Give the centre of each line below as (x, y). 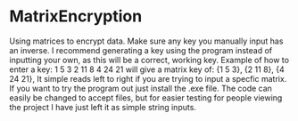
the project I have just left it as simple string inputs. (103, 107)
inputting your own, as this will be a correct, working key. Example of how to (149, 60)
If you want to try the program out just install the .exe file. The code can (141, 88)
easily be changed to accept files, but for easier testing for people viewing (146, 97)
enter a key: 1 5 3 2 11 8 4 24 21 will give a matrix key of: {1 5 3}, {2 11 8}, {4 (147, 69)
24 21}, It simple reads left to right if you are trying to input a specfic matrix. (148, 78)
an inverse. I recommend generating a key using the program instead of (141, 50)
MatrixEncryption (76, 16)
